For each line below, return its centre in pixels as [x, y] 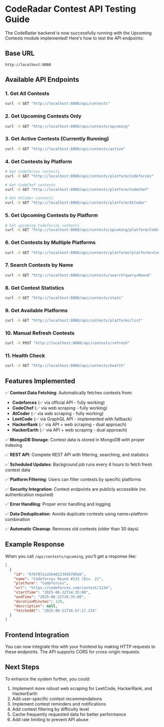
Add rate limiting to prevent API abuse [50, 719]
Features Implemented [40, 381]
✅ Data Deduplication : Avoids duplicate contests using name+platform [76, 514]
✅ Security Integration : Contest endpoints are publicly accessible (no [75, 489]
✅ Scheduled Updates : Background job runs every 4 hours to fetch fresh [79, 464]
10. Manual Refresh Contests [40, 333]
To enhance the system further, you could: [48, 679]
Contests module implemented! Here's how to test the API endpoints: [74, 38]
